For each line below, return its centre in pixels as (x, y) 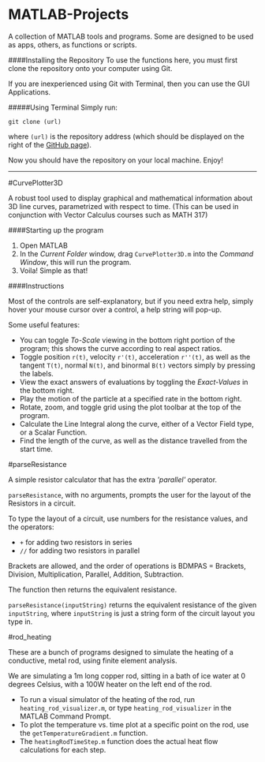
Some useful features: (44, 324)
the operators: (31, 527)
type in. (21, 622)
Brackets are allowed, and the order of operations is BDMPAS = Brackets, (127, 566)
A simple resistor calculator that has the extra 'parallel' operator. (113, 480)
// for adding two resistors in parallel (80, 551)
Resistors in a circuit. (42, 503)
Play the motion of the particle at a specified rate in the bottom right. (131, 398)
